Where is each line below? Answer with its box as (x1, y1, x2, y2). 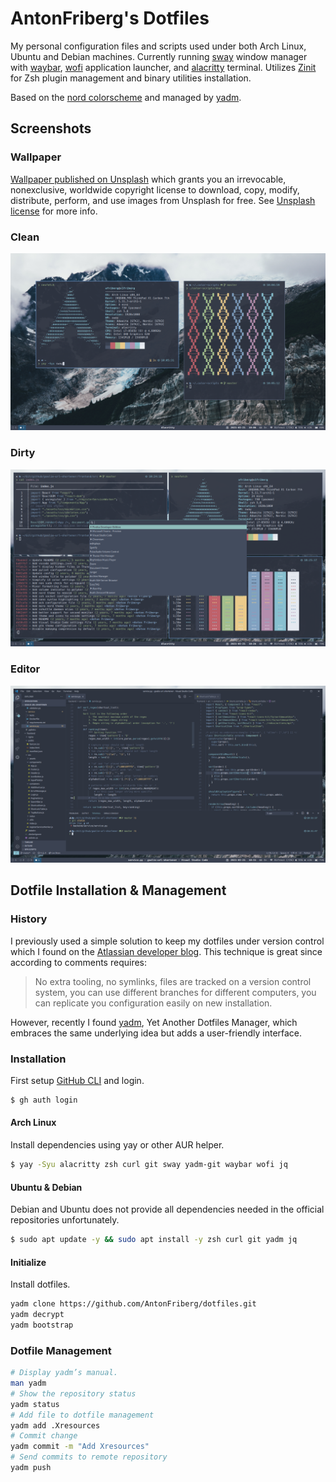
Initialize (10, 1256, 47, 1268)
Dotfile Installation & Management (10, 882, 227, 899)
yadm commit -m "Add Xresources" (10, 1442, 150, 1452)
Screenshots (10, 120, 92, 137)
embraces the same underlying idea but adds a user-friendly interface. (10, 1027, 303, 1039)
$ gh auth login (10, 1095, 78, 1105)
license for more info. (10, 205, 98, 217)
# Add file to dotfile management (10, 1410, 155, 1420)
